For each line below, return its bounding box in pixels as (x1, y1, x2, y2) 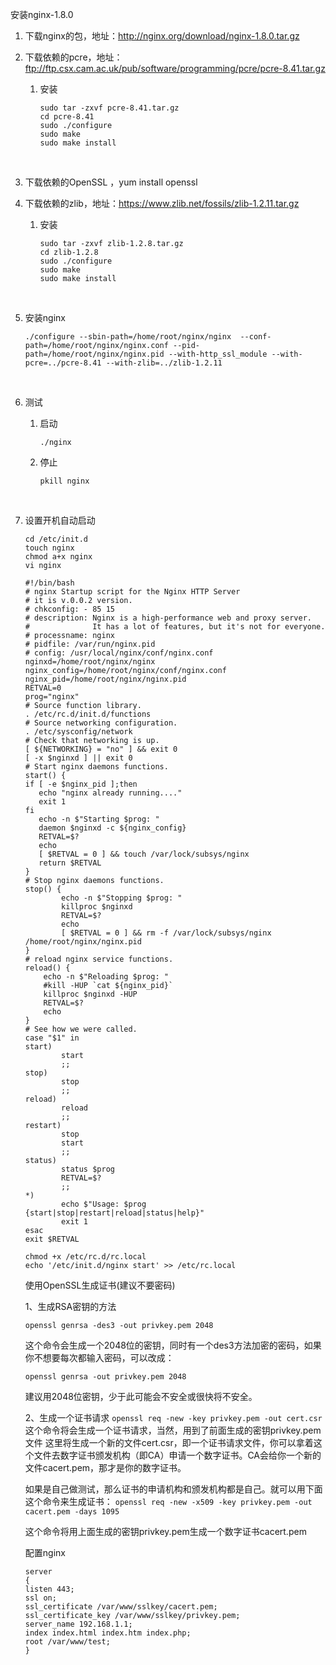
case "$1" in (24, 1033, 80, 1043)
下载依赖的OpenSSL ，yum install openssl (24, 176, 198, 188)
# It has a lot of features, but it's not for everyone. (24, 622, 326, 632)
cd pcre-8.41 (39, 112, 95, 122)
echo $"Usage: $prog (61, 1199, 147, 1209)
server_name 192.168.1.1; (24, 1619, 133, 1629)
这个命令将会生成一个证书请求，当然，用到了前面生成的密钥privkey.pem (24, 1424, 322, 1436)
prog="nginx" (24, 692, 80, 702)
